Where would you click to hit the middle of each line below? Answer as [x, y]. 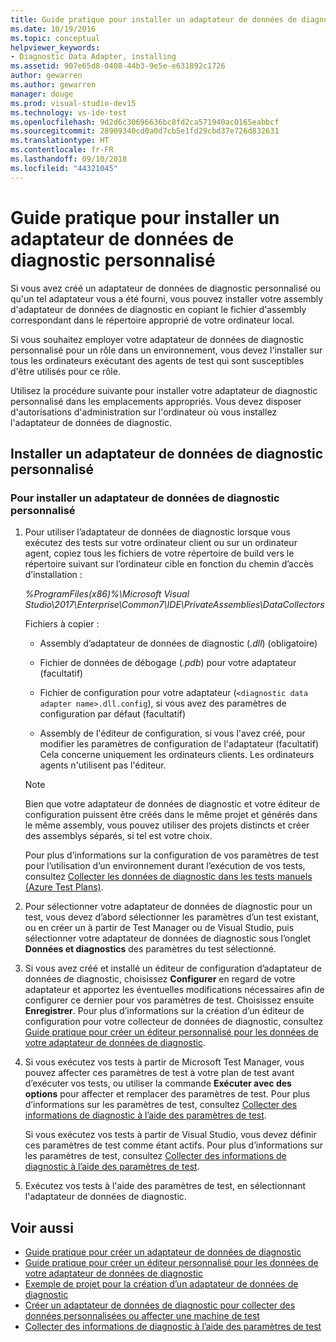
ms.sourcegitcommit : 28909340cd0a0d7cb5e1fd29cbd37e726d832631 [145, 131]
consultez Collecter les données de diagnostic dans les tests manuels [168, 877]
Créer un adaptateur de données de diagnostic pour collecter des [160, 1305]
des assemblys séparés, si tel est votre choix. [118, 836]
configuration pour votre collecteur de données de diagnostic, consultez [174, 1022]
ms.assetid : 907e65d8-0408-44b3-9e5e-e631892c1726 [118, 66]
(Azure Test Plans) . [64, 887]
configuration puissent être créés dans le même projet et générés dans [171, 815]
